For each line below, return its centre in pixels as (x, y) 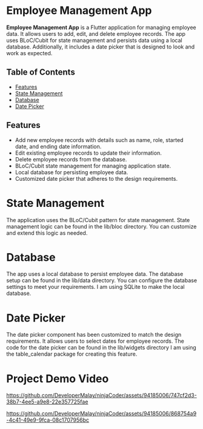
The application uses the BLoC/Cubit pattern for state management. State (98, 220)
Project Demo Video (58, 378)
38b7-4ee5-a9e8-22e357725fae (47, 402)
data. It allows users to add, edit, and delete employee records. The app (96, 33)
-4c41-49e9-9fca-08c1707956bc (48, 420)
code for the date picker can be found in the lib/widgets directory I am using (101, 348)
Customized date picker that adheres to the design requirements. (96, 178)
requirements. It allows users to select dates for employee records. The (95, 341)
